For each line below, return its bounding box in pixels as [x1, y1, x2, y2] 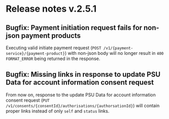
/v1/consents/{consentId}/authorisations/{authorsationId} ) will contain [6, 102, 160, 108]
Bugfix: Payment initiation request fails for [6, 23, 143, 32]
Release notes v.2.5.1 [6, 3, 97, 15]
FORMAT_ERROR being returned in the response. [6, 55, 100, 62]
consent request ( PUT [6, 97, 50, 103]
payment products [21, 31, 81, 40]
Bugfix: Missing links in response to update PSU [6, 70, 161, 79]
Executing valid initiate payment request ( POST [6, 45, 102, 51]
